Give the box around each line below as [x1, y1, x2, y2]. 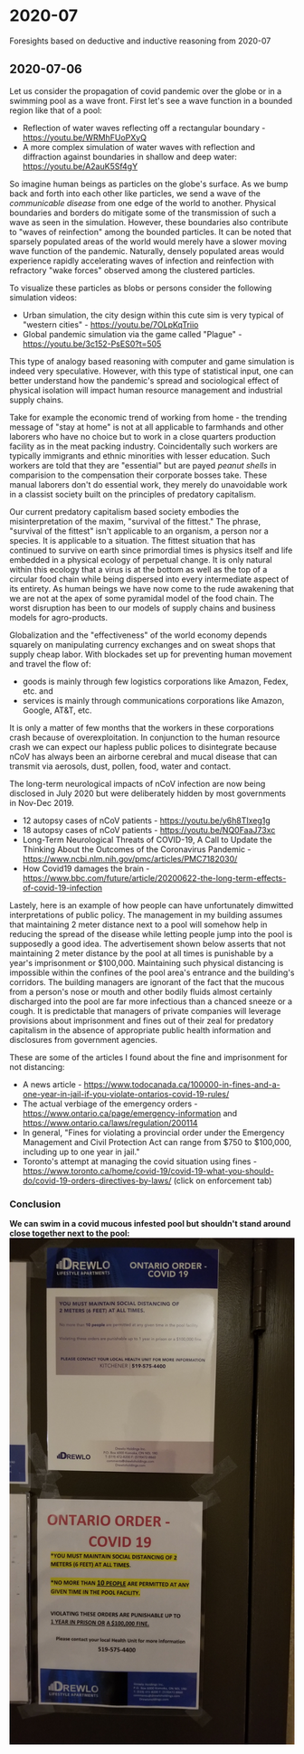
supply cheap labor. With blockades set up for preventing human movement [9, 649, 292, 659]
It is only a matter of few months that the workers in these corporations [9, 722, 274, 733]
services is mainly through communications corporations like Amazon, [22, 695, 285, 706]
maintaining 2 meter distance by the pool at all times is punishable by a [9, 947, 274, 959]
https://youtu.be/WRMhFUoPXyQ [22, 132, 147, 143]
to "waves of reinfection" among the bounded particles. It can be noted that [9, 226, 292, 237]
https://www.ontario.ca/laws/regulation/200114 [22, 1117, 198, 1128]
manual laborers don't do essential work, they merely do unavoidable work [9, 479, 288, 489]
